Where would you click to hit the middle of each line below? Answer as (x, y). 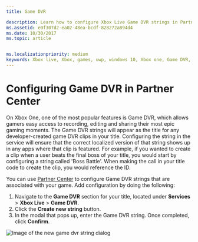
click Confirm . (32, 221)
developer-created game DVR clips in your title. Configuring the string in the (98, 136)
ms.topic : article (29, 39)
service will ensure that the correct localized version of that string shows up (98, 142)
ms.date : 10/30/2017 (32, 33)
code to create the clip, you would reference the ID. (68, 167)
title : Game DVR (26, 11)
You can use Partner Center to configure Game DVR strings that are (88, 179)
